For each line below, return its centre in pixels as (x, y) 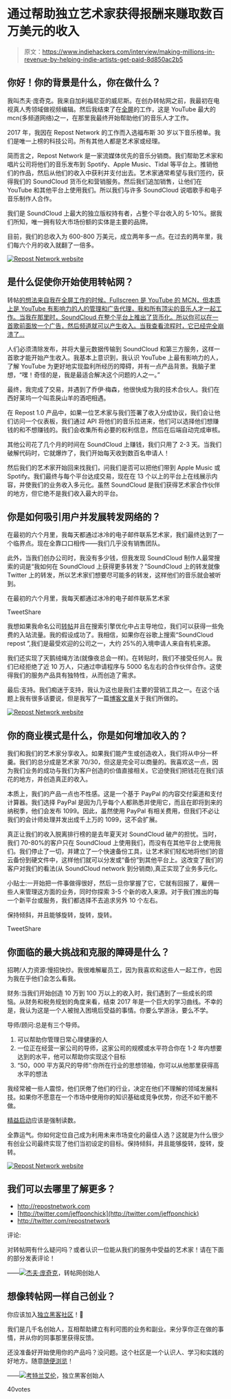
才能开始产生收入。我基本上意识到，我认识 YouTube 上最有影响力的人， (120, 357)
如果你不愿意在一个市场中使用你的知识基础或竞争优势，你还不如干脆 (115, 1097)
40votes (19, 1389)
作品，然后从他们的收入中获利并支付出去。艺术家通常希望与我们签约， (118, 173)
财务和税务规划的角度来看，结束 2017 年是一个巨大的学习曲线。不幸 (121, 1002)
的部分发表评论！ (31, 1258)
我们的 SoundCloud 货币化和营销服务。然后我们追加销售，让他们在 (108, 181)
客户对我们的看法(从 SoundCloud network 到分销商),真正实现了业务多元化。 (114, 869)
